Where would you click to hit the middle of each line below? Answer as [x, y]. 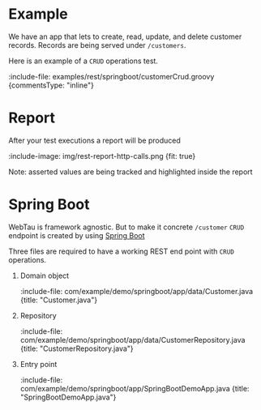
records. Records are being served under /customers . [97, 45]
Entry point [39, 364]
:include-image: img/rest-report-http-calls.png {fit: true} [102, 156]
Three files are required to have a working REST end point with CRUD [122, 251]
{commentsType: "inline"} [51, 85]
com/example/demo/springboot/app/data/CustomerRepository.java [133, 340]
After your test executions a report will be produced [94, 140]
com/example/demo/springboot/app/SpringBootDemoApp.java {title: [135, 388]
